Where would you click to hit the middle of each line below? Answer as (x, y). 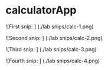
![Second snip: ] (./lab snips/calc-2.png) (54, 38)
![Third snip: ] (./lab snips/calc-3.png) (51, 49)
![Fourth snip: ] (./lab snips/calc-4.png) (53, 61)
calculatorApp (41, 10)
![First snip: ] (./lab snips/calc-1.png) (50, 26)
